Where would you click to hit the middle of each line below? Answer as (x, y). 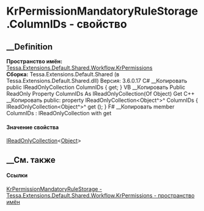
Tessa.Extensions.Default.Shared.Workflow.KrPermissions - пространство (100, 195)
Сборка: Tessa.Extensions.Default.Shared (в (63, 74)
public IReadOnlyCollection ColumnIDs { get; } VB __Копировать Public (96, 87)
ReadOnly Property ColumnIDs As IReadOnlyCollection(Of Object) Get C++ (101, 94)
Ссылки (17, 176)
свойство (102, 24)
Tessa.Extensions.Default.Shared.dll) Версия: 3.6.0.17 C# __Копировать (97, 81)
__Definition (30, 47)
